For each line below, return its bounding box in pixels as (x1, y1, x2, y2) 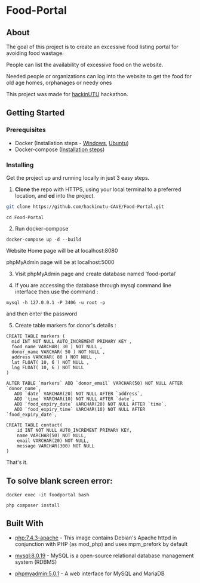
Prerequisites (6, 126, 46, 134)
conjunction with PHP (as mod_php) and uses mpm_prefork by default (14, 541, 188, 548)
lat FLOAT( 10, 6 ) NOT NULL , (11, 359, 90, 365)
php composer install (6, 502, 60, 508)
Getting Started (6, 108, 65, 118)
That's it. (6, 458, 28, 466)
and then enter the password (6, 310, 78, 317)
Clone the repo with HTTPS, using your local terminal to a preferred (14, 186, 181, 193)
